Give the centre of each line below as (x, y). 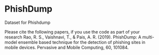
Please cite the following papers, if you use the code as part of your (72, 32)
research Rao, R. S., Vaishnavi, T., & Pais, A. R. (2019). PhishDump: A (73, 37)
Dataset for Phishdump (27, 22)
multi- (148, 37)
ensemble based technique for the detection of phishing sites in (82, 42)
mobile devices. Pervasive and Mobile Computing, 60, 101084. (67, 47)
